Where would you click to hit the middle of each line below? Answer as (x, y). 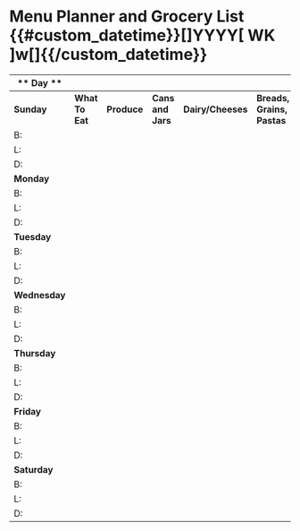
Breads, (273, 98)
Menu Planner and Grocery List (127, 17)
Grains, (272, 109)
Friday (28, 411)
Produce (125, 109)
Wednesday (40, 295)
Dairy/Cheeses (215, 109)
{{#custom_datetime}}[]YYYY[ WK (142, 35)
